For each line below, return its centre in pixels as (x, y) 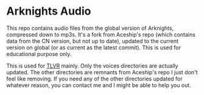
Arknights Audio (49, 11)
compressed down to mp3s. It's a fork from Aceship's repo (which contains (101, 34)
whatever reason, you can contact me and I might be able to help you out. (99, 85)
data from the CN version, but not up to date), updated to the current (92, 41)
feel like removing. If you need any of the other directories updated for (94, 79)
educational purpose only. (39, 54)
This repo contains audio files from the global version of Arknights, (90, 28)
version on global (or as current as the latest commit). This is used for (94, 47)
